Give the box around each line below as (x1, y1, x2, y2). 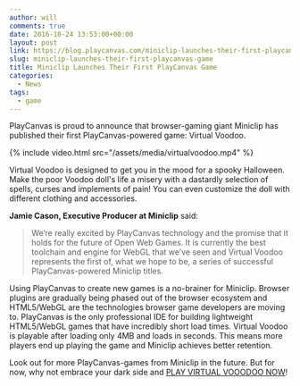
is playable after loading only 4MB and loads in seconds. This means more (9, 331, 283, 341)
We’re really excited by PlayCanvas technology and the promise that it (30, 228, 288, 239)
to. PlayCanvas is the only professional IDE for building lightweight (9, 312, 253, 323)
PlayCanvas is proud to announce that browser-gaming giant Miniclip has (9, 121, 279, 131)
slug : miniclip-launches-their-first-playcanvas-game (9, 55, 214, 63)
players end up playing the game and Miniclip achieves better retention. (9, 340, 273, 351)
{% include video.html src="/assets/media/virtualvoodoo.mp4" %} (9, 147, 254, 158)
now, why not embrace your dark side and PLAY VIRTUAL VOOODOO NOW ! (9, 367, 288, 378)
